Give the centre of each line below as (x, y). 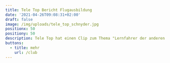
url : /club (26, 52)
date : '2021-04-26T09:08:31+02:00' (43, 15)
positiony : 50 (20, 34)
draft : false (19, 19)
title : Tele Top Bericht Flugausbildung (49, 10)
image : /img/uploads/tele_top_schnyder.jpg (52, 24)
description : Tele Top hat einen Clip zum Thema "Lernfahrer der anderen (85, 39)
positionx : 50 (20, 29)
